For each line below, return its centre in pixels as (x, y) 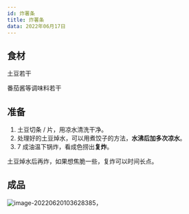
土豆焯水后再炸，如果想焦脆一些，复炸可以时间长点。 (82, 161)
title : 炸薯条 (26, 20)
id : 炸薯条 (21, 13)
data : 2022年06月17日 (36, 26)
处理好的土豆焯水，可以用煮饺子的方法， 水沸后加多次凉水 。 (101, 138)
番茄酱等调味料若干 (34, 88)
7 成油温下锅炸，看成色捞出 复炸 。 (65, 147)
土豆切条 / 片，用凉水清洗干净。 (62, 130)
